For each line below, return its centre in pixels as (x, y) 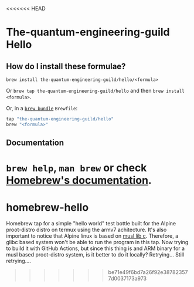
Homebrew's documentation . (79, 180)
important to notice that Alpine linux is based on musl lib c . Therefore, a (92, 236)
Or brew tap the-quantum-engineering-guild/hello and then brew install (95, 91)
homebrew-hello (47, 207)
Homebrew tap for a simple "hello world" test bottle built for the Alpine (91, 224)
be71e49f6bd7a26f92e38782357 (148, 272)
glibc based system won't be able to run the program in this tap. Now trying (97, 242)
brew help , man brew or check (76, 168)
